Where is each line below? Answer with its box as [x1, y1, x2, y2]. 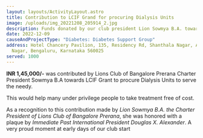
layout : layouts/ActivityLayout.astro [6, 8, 104, 15]
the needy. [6, 82, 33, 90]
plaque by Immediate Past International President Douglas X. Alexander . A [6, 118, 192, 126]
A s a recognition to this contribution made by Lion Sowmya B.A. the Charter [6, 106, 195, 113]
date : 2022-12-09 [6, 31, 50, 37]
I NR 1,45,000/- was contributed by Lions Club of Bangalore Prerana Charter [6, 70, 196, 77]
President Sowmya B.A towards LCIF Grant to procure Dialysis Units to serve [6, 76, 196, 83]
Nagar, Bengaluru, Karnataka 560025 [11, 48, 104, 54]
